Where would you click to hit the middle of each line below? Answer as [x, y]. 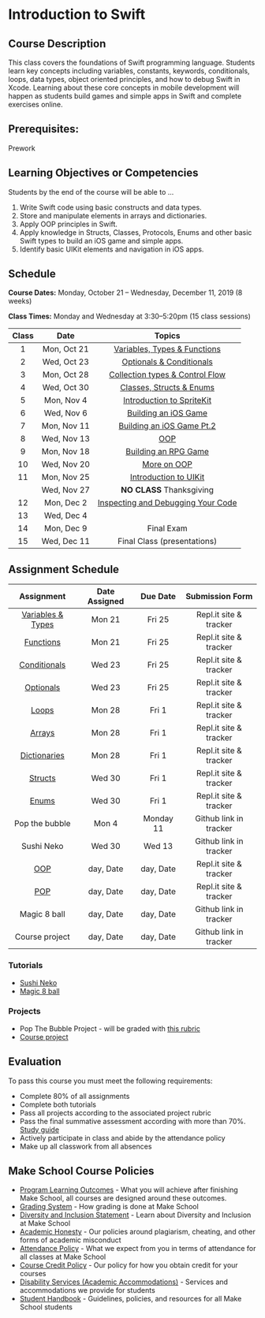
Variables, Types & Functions [167, 349]
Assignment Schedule [64, 569]
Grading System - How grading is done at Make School [109, 1207]
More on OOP [167, 464]
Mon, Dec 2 [66, 503]
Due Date [158, 597]
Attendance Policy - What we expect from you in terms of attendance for [138, 1249]
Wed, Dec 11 [66, 542]
